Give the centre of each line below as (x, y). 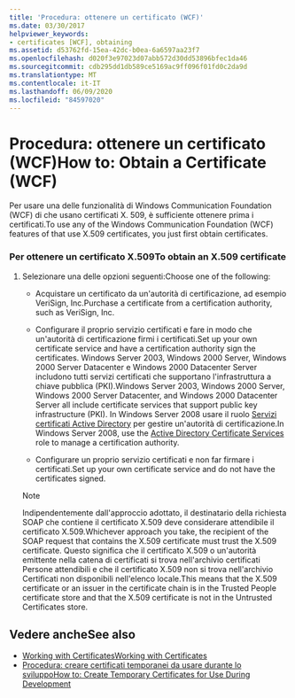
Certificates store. (55, 607)
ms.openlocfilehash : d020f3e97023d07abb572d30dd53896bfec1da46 (128, 58)
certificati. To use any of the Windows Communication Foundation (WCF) (141, 225)
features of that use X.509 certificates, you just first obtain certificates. (139, 234)
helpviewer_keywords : (49, 34)
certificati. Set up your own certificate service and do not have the (155, 469)
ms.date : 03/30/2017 (47, 26)
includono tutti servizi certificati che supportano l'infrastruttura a (153, 376)
